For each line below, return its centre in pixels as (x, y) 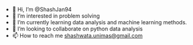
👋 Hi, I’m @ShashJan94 (42, 9)
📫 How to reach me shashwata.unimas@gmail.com (77, 36)
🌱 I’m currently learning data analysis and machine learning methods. (100, 22)
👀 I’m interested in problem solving (56, 16)
